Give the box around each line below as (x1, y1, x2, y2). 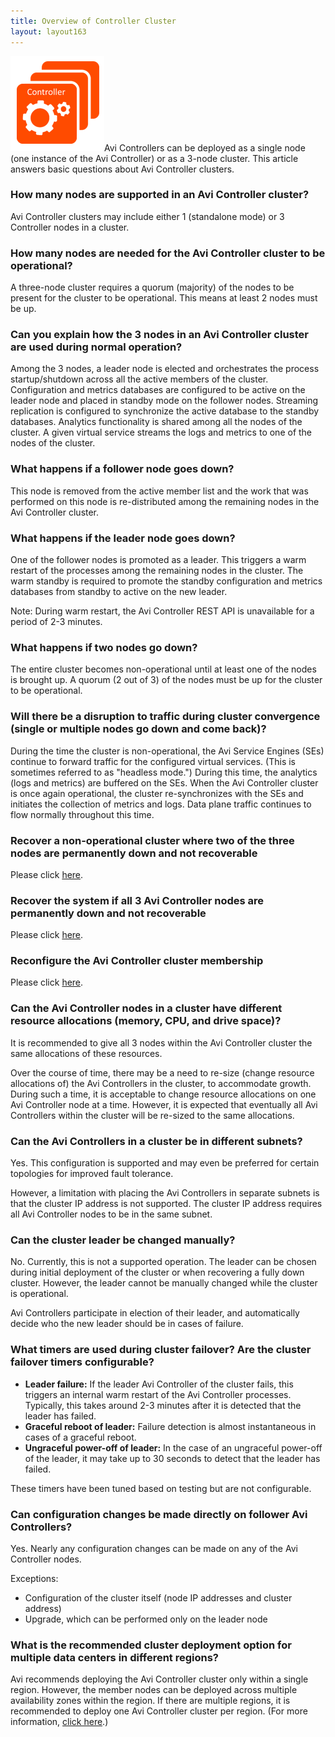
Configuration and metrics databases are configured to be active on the (10, 384, 306, 396)
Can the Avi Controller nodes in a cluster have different (10, 1001, 283, 1015)
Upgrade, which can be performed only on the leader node (24, 1613, 268, 1625)
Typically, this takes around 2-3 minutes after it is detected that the (24, 1399, 302, 1411)
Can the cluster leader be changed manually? (10, 1233, 236, 1247)
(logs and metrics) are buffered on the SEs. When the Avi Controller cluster (10, 776, 319, 789)
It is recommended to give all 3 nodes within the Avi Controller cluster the (10, 1036, 313, 1049)
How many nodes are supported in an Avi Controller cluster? (10, 188, 310, 202)
